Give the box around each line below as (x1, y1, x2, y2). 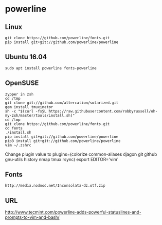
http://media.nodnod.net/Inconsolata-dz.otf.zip (5, 183, 106, 188)
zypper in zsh (5, 92, 34, 96)
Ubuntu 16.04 (5, 53, 47, 61)
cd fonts (5, 126, 23, 130)
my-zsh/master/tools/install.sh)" (5, 113, 75, 118)
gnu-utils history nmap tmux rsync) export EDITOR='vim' (5, 156, 119, 162)
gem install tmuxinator (5, 104, 54, 110)
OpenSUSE (5, 79, 39, 87)
